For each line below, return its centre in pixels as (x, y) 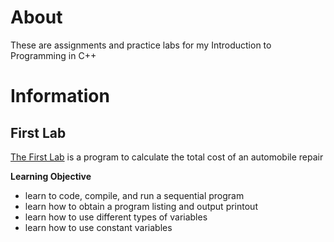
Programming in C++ (53, 55)
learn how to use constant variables (98, 227)
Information (60, 96)
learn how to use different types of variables (116, 217)
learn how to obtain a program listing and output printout (141, 206)
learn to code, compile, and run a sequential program (134, 195)
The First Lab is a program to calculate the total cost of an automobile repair (167, 157)
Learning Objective (51, 176)
